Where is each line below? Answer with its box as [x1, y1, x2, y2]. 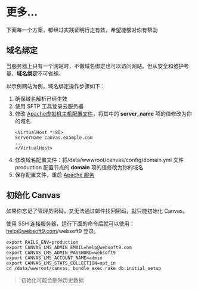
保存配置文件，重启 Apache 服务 [14, 171, 95, 178]
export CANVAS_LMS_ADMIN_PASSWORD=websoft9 [6, 250, 116, 256]
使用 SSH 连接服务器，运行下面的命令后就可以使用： [6, 220, 135, 227]
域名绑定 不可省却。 [17, 70, 64, 77]
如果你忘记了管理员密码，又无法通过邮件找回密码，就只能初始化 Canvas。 [6, 207, 188, 215]
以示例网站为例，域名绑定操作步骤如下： [6, 82, 106, 89]
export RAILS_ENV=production [6, 239, 79, 245]
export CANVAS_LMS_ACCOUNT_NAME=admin [6, 254, 103, 261]
